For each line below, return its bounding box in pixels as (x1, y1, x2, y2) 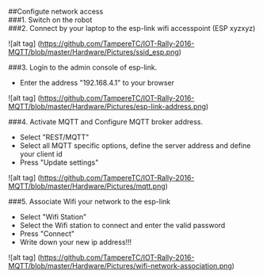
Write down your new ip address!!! (19, 238, 132, 246)
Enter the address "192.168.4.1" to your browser (19, 78, 175, 87)
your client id (19, 150, 63, 158)
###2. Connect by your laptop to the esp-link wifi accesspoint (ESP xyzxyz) (8, 24, 256, 32)
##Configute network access (8, 7, 104, 16)
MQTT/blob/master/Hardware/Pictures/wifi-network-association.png (8, 261, 232, 270)
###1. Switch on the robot (8, 15, 93, 25)
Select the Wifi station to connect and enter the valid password (19, 221, 226, 230)
